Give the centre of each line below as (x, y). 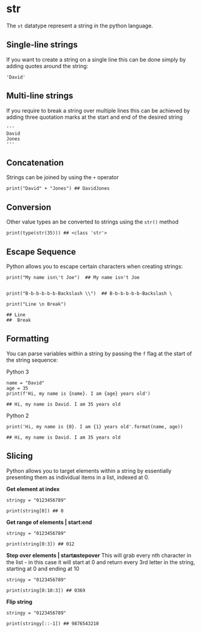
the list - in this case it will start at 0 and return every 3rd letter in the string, (101, 562)
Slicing (20, 456)
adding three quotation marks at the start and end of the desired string (95, 117)
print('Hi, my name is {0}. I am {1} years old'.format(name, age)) (95, 426)
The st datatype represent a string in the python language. (80, 26)
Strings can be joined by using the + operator (63, 177)
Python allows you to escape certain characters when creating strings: (95, 266)
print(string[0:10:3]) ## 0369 (46, 590)
